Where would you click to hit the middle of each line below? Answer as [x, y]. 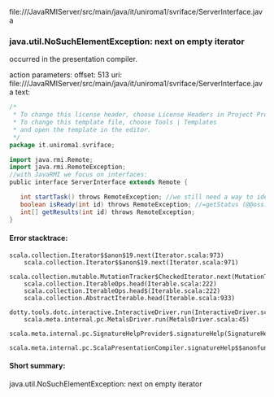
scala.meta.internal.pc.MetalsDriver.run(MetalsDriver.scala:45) [137, 319]
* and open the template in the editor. [82, 129]
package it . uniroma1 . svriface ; [62, 145]
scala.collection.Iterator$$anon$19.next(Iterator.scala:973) [117, 255]
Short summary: [37, 366]
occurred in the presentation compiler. [73, 59]
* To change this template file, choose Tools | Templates [115, 122]
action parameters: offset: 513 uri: [66, 75]
